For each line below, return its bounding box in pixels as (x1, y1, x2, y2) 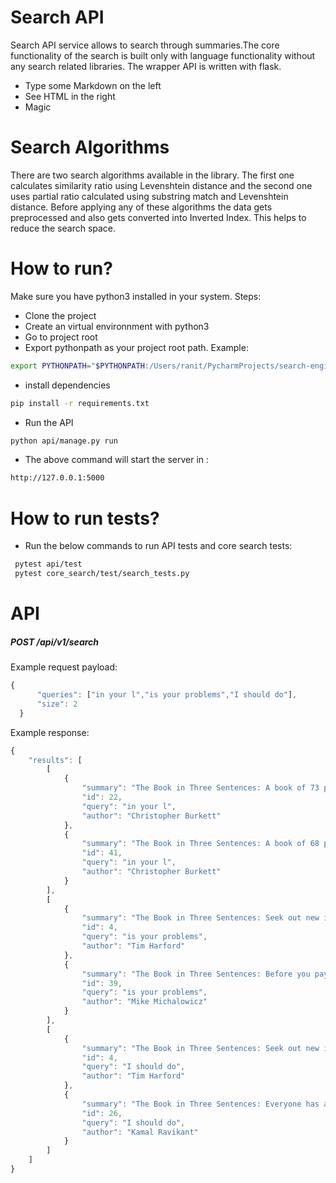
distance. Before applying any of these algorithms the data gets (10, 201, 273, 213)
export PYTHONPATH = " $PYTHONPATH (10, 361, 145, 371)
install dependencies (24, 379, 111, 391)
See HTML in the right (24, 90, 116, 102)
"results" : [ (28, 755, 83, 765)
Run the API (24, 416, 74, 428)
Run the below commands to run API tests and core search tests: (24, 540, 293, 552)
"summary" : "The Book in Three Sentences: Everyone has (81, 1099, 320, 1109)
